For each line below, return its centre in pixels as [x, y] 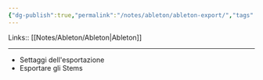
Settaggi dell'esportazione [62, 60]
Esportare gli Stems [51, 68]
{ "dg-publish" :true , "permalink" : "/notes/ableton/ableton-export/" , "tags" [131, 15]
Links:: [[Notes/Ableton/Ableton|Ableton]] [75, 37]
